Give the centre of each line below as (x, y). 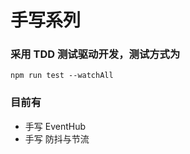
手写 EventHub (55, 126)
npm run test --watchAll (62, 76)
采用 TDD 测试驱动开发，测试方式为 (95, 54)
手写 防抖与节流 (57, 138)
